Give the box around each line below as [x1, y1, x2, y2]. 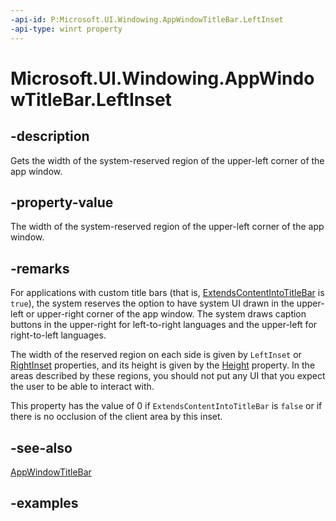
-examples [10, 495, 79, 512]
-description [10, 128, 90, 145]
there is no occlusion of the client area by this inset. [10, 411, 223, 423]
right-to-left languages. [10, 329, 107, 341]
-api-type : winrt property [10, 24, 123, 34]
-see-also [10, 439, 73, 456]
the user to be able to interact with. [10, 381, 155, 393]
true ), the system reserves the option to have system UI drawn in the [10, 297, 295, 310]
